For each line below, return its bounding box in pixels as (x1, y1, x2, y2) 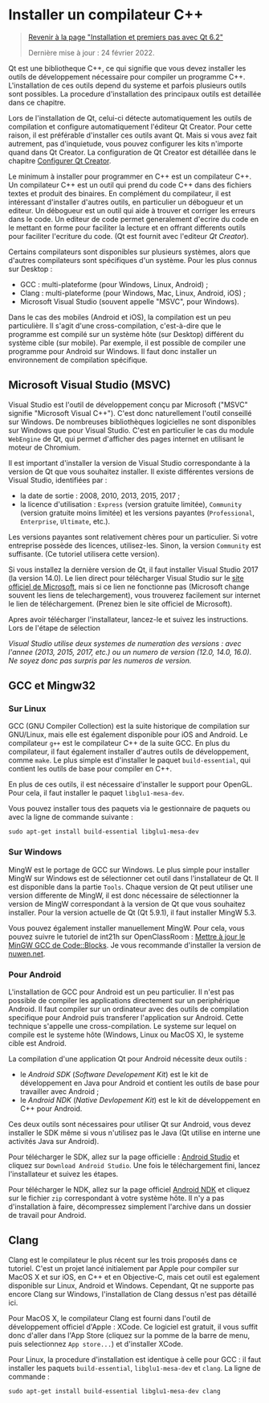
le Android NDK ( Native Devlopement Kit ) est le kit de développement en (19, 1096, 261, 1105)
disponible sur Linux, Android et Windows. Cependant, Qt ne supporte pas (8, 1281, 255, 1290)
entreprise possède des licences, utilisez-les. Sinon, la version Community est (8, 541, 262, 550)
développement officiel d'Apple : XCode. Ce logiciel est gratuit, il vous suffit (8, 1322, 259, 1331)
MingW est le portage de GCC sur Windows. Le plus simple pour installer (8, 865, 251, 874)
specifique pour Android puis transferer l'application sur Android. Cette (8, 1013, 243, 1022)
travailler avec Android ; (19, 1087, 99, 1096)
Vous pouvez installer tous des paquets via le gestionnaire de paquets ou (8, 804, 251, 813)
